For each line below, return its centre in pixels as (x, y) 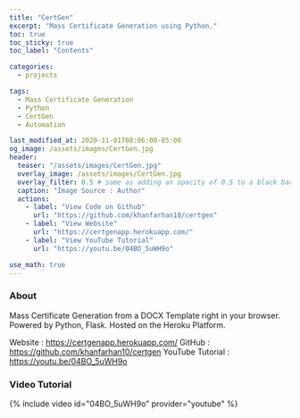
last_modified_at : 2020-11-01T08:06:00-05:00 (95, 141)
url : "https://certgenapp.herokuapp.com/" (113, 232)
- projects (37, 75)
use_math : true (37, 264)
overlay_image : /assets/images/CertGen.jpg (99, 174)
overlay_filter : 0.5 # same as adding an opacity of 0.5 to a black (147, 182)
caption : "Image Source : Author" (81, 190)
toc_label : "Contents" (51, 51)
